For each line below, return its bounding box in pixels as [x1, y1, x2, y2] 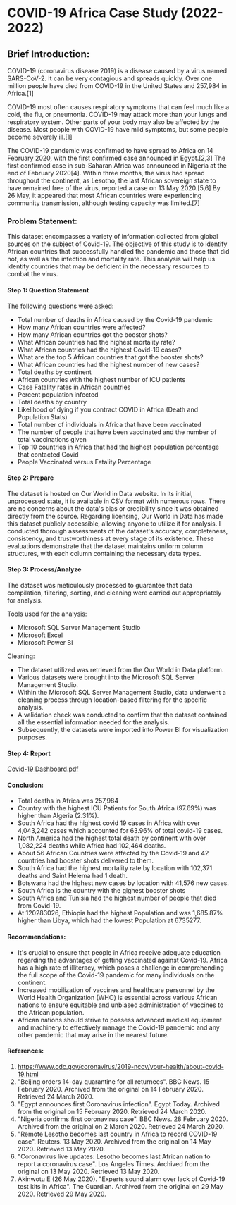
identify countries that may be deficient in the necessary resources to [7, 262, 210, 271]
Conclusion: [7, 781, 44, 789]
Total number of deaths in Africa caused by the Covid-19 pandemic [17, 315, 213, 323]
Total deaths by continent [17, 368, 92, 376]
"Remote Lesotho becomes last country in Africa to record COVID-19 [17, 1130, 218, 1138]
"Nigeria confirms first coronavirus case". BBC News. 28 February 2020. [17, 1115, 228, 1123]
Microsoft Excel [17, 631, 63, 639]
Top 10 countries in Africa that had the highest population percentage [17, 443, 220, 451]
